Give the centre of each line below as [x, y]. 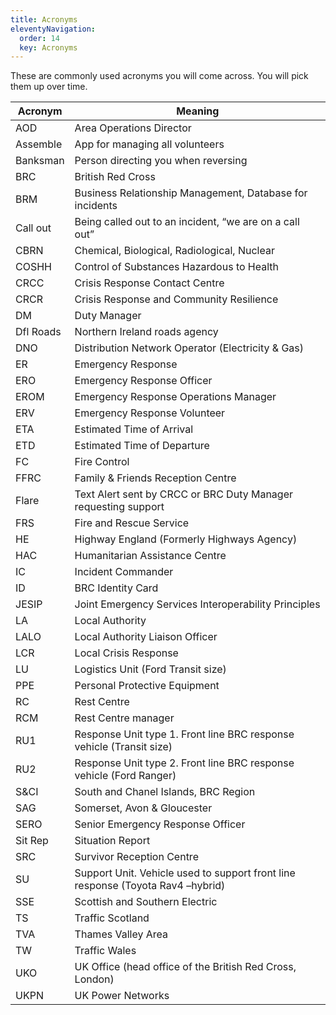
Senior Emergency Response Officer [160, 824]
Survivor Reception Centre [136, 857]
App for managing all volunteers [149, 144]
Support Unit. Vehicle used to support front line [185, 873]
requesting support [119, 507]
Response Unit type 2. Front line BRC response [184, 763]
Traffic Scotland [112, 918]
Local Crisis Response [126, 653]
